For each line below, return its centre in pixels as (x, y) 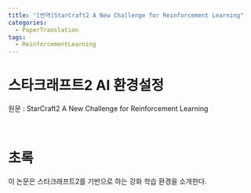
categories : (27, 23)
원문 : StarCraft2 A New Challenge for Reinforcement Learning (108, 109)
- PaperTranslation (47, 30)
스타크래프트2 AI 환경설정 (86, 86)
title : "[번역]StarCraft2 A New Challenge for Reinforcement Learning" (126, 15)
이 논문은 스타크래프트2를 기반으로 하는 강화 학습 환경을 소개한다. (107, 181)
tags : (17, 37)
